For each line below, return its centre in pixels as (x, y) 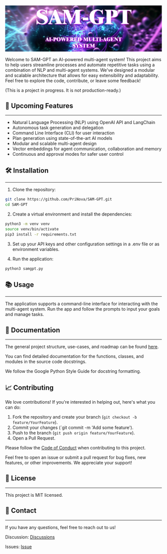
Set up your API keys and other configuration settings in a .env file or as (86, 244)
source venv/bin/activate (32, 229)
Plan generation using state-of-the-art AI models (62, 138)
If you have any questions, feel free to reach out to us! (60, 527)
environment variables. (36, 249)
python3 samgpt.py (24, 269)
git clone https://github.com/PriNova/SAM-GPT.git (59, 200)
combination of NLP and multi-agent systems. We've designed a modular (80, 70)
